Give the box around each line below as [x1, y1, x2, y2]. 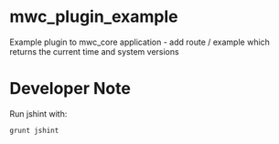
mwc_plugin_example [9, 6, 178, 27]
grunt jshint [9, 126, 59, 135]
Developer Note [9, 78, 131, 99]
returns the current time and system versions [9, 46, 180, 57]
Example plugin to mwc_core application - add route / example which [9, 36, 270, 47]
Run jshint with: [9, 108, 68, 119]
